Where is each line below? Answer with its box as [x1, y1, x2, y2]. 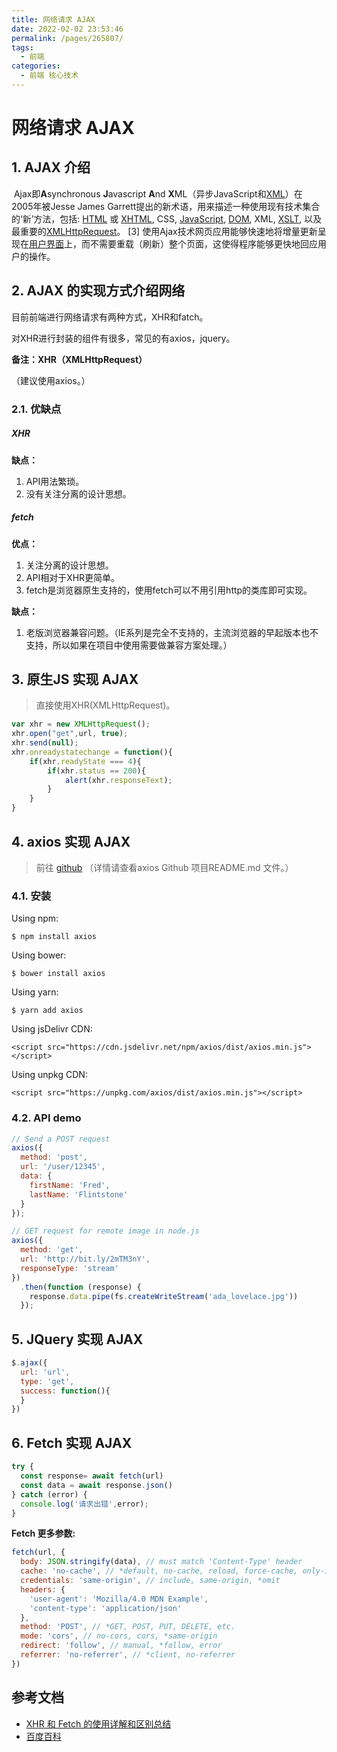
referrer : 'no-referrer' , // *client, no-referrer [20, 1650, 236, 1660]
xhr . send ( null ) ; [11, 738, 79, 748]
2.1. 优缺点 [11, 402, 62, 416]
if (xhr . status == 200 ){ [47, 766, 146, 776]
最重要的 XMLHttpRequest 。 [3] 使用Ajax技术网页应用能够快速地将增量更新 [11, 225, 318, 237]
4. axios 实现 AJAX [11, 833, 131, 850]
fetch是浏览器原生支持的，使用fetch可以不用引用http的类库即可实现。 [25, 584, 313, 596]
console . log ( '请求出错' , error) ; [20, 1499, 149, 1509]
